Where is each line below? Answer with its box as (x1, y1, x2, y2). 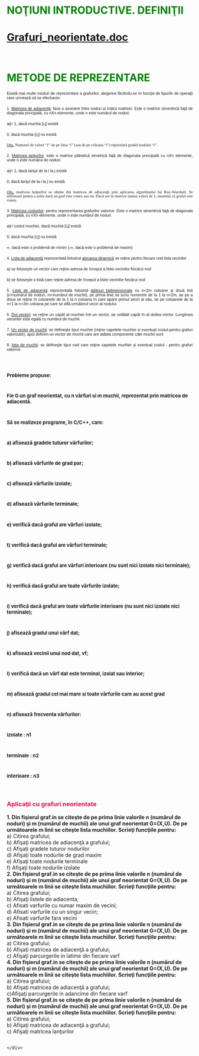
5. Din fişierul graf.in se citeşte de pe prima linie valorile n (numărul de (6, 996, 182, 1003)
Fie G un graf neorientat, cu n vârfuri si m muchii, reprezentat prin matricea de (6, 393, 188, 399)
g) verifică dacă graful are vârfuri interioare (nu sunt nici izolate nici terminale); (6, 562, 191, 569)
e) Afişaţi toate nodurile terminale (6, 857, 88, 864)
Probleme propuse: (6, 372, 52, 379)
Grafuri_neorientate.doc (6, 31, 129, 44)
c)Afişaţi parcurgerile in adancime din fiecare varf (6, 990, 128, 997)
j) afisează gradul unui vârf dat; (6, 629, 80, 636)
